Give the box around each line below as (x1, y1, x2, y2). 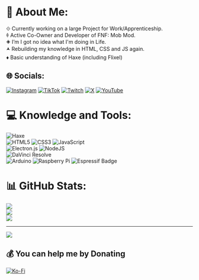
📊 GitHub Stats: (6, 179, 87, 192)
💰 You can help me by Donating (6, 249, 126, 259)
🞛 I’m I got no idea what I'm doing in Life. (6, 38, 107, 45)
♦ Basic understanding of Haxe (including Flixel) (6, 53, 123, 61)
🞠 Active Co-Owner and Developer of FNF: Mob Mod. (6, 31, 136, 38)
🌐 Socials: (6, 71, 45, 81)
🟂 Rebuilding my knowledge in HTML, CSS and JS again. (6, 45, 145, 52)
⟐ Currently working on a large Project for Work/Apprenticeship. (6, 25, 163, 32)
